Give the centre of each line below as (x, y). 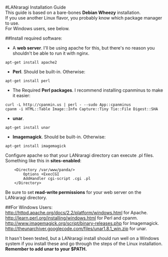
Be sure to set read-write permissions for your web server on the (73, 192)
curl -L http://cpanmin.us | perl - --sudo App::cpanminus (68, 105)
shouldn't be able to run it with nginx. (51, 53)
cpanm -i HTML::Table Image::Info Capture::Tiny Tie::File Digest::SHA (81, 109)
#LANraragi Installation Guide (36, 7)
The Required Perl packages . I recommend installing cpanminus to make (88, 90)
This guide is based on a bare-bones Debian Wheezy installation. (73, 13)
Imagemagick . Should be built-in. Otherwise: (59, 137)
